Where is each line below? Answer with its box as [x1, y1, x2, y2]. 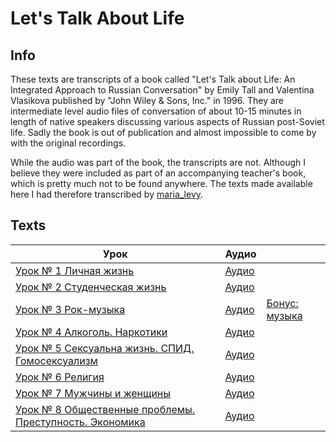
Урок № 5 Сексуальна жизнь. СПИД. [15, 341, 195, 355]
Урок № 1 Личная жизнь [15, 263, 135, 277]
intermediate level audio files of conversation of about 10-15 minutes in [10, 105, 302, 117]
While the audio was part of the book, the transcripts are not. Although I [10, 157, 307, 168]
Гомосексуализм [15, 353, 98, 367]
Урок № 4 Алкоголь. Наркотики [15, 325, 168, 339]
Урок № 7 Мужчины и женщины [15, 386, 172, 400]
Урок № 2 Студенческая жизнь [15, 280, 167, 294]
